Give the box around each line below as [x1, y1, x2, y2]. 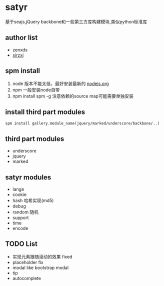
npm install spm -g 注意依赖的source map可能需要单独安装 [12, 93, 134, 99]
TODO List [5, 239, 37, 248]
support [12, 214, 29, 220]
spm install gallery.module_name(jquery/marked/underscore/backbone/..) [5, 121, 160, 126]
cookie [12, 191, 26, 197]
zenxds [12, 46, 28, 52]
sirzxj [12, 52, 24, 58]
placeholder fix [12, 259, 44, 265]
